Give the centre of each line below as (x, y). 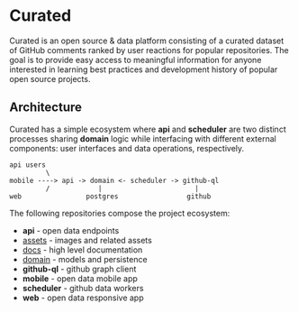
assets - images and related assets (87, 240)
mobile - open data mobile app (80, 278)
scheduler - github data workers (83, 288)
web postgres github (110, 196)
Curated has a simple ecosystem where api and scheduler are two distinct (148, 129)
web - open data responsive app (83, 298)
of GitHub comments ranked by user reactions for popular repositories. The (149, 50)
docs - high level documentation (82, 250)
